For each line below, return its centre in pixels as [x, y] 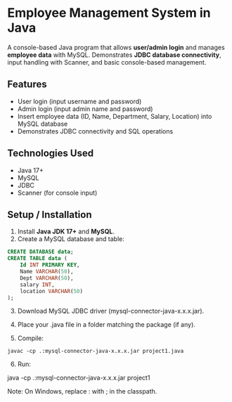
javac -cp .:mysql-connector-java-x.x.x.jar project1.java [96, 351]
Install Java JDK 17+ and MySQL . [66, 232]
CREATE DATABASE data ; [40, 252]
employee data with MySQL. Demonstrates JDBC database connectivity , [114, 55]
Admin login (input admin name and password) [85, 109]
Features [27, 85]
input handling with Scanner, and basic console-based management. [107, 62]
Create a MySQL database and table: [71, 239]
